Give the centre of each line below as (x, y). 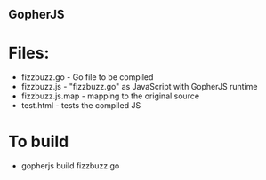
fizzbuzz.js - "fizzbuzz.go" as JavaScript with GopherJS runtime (139, 87)
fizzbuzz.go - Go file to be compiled (87, 77)
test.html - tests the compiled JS (81, 106)
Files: (29, 53)
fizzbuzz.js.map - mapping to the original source (110, 96)
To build (39, 141)
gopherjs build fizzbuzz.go (70, 166)
